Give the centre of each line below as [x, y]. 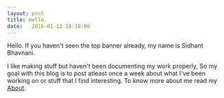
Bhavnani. [21, 53]
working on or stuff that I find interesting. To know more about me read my [112, 81]
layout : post [26, 13]
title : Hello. [27, 20]
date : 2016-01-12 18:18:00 [49, 26]
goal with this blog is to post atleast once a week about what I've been [106, 73]
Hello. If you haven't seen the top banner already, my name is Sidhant [105, 46]
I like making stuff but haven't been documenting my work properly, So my [112, 66]
